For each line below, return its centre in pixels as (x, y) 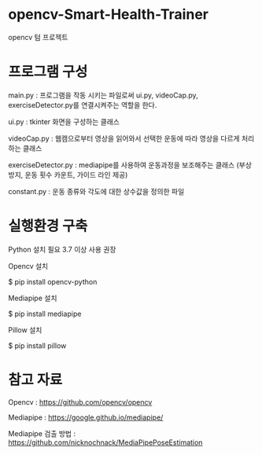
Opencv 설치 (28, 266)
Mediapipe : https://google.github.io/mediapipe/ (86, 417)
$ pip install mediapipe (45, 314)
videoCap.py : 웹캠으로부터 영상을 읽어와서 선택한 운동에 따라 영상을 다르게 (124, 138)
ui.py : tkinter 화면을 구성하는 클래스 (64, 121)
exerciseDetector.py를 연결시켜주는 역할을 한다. (83, 105)
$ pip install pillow (37, 345)
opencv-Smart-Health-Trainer (108, 15)
